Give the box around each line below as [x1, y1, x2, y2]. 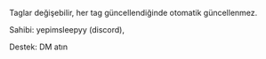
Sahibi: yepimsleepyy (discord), [9, 25, 125, 34]
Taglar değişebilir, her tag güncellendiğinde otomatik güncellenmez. [9, 8, 258, 18]
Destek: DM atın [9, 41, 69, 52]
